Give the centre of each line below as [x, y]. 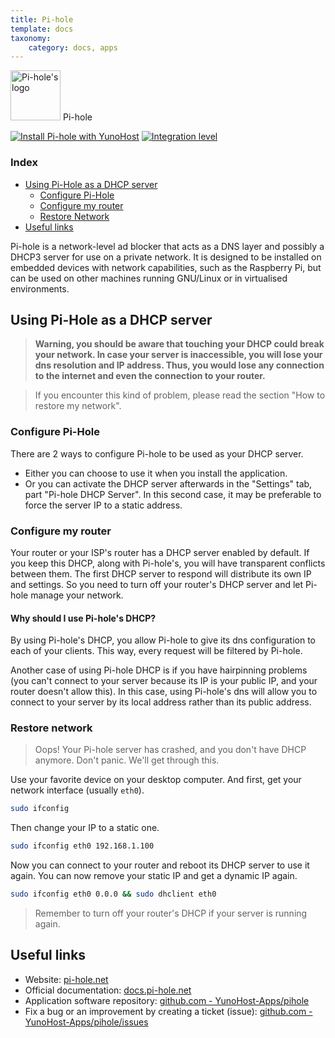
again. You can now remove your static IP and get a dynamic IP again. [154, 876]
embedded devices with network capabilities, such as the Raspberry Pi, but [166, 267]
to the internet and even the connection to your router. [150, 376]
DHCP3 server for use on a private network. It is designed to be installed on [166, 257]
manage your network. [77, 595]
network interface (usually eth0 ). [77, 790]
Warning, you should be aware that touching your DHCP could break [179, 344]
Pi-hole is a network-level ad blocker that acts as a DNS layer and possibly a [167, 246]
